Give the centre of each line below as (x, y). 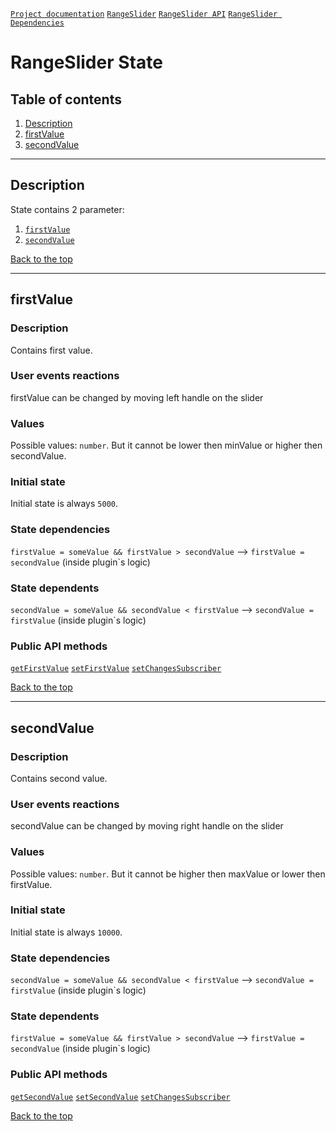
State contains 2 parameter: (67, 209)
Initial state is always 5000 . (64, 504)
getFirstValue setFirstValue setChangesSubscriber (116, 669)
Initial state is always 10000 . (66, 932)
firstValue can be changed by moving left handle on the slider (137, 397)
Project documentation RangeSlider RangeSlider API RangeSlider (144, 14)
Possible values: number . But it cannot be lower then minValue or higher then (166, 445)
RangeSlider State (86, 62)
